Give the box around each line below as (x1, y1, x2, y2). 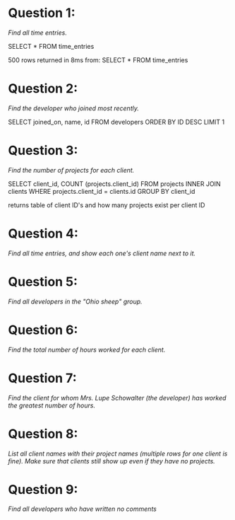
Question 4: (8, 226, 78, 241)
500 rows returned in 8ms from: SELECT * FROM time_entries (8, 55, 188, 64)
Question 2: (8, 81, 78, 97)
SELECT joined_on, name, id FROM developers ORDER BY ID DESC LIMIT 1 (8, 117, 225, 126)
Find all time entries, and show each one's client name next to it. (8, 249, 196, 258)
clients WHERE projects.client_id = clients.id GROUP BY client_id (8, 187, 195, 195)
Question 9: (8, 481, 78, 497)
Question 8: (8, 426, 78, 441)
